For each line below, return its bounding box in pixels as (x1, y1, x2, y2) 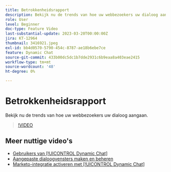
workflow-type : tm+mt (5, 60, 51, 65)
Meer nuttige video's (5, 137, 73, 146)
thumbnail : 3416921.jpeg (5, 41, 58, 46)
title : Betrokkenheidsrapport (5, 7, 70, 13)
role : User (5, 17, 28, 22)
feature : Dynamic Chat (5, 50, 53, 55)
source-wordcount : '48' (5, 64, 56, 69)
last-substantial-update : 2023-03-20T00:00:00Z (5, 31, 108, 36)
